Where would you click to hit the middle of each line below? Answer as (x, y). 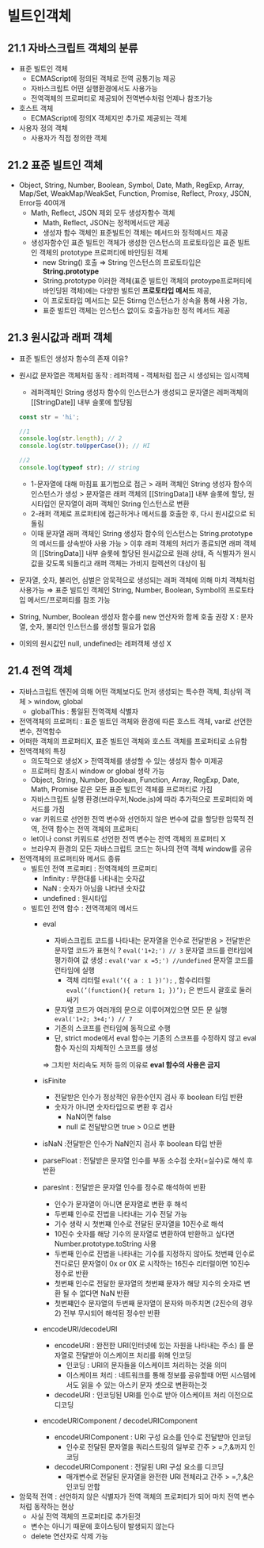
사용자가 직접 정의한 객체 (69, 138)
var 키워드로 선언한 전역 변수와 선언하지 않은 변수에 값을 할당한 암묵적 (138, 818)
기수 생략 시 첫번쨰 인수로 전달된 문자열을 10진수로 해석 (139, 1224)
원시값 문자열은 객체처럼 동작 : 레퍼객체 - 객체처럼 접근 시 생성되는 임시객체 (134, 375)
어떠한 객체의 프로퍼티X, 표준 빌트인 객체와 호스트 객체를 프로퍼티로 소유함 (133, 741)
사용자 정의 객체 (43, 128)
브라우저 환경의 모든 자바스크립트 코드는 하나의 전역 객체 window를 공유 (141, 849)
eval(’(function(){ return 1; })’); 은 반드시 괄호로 (152, 990)
